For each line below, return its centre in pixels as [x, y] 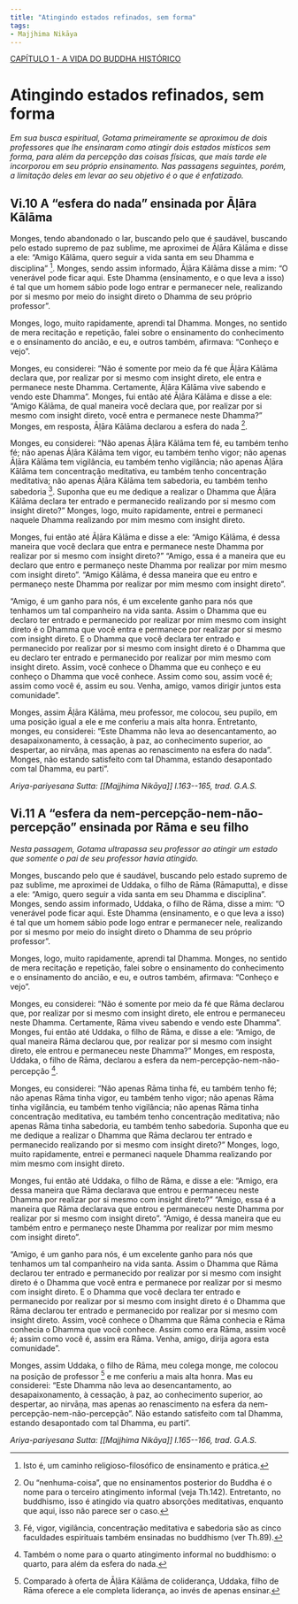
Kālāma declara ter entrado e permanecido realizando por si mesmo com [143, 502]
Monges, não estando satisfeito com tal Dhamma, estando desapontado [141, 760]
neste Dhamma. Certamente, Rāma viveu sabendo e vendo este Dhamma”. [146, 1022]
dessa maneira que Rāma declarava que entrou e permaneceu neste [134, 1190]
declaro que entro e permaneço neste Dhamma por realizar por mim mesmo [149, 565]
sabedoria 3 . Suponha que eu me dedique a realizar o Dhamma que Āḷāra [143, 491]
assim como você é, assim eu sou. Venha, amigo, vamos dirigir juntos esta [145, 686]
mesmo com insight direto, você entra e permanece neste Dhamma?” [137, 415]
